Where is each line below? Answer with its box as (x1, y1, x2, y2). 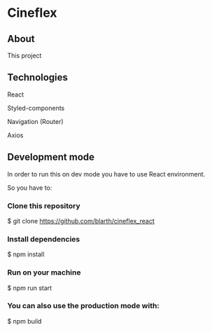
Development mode (7, 151, 95, 163)
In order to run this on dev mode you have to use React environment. (7, 170, 206, 178)
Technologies (7, 71, 69, 83)
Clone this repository (7, 201, 80, 211)
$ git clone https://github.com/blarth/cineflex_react (7, 216, 155, 225)
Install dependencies (7, 234, 80, 244)
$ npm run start (7, 284, 52, 292)
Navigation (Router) (7, 117, 64, 125)
